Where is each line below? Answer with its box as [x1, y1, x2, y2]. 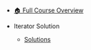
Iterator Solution [13, 22, 60, 30]
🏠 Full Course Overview [13, 6, 84, 14]
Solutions [23, 36, 51, 43]
